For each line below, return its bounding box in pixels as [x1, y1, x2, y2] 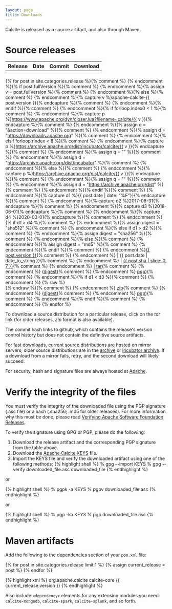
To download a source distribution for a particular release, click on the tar [5, 311, 160, 318]
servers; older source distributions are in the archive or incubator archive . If [5, 347, 165, 353]
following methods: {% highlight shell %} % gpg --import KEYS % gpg [12, 461, 161, 467]
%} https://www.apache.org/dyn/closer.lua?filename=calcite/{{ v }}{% [5, 116, 153, 122]
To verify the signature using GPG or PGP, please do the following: [5, 429, 145, 435]
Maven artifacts [5, 535, 74, 547]
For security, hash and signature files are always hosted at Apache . [5, 368, 147, 374]
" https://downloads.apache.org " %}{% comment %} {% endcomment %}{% [5, 133, 166, 139]
